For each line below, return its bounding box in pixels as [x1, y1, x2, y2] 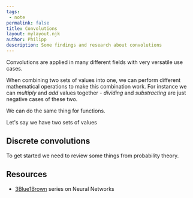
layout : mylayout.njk [6, 31, 61, 37]
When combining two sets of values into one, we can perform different [6, 76, 181, 84]
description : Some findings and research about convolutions [6, 42, 162, 48]
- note [8, 14, 26, 20]
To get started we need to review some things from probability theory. [6, 152, 179, 159]
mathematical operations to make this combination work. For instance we [6, 83, 187, 90]
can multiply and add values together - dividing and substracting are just [6, 89, 186, 96]
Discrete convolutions [6, 136, 91, 147]
